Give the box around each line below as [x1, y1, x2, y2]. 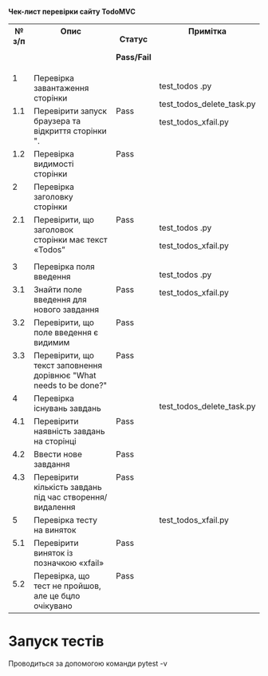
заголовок [33, 224, 74, 235]
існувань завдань [33, 403, 101, 413]
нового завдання [33, 304, 100, 314]
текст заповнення [33, 360, 103, 370]
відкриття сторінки [33, 125, 108, 136]
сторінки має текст [33, 235, 108, 245]
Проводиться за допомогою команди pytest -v [8, 658, 167, 668]
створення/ [62, 492, 108, 502]
